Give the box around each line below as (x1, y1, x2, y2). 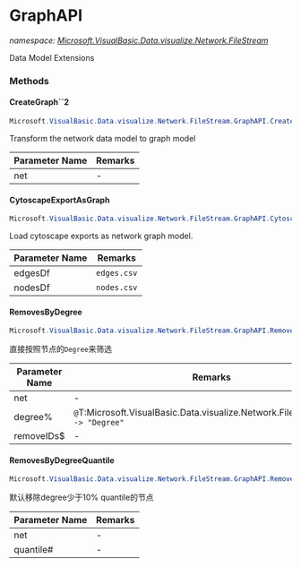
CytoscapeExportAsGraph (9, 194, 110, 205)
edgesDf (13, 267, 51, 279)
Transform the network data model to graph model (9, 133, 196, 143)
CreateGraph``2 (9, 97, 70, 107)
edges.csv (95, 268, 138, 279)
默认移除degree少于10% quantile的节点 (9, 492, 154, 503)
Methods (9, 74, 49, 87)
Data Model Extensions (9, 52, 95, 63)
